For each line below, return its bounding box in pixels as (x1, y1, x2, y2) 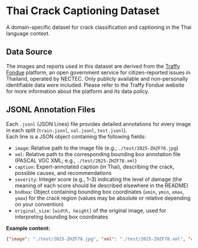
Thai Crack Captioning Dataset (6, 4, 160, 18)
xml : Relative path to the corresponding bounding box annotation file (14, 150, 181, 157)
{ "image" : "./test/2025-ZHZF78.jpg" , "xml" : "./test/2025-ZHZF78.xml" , (6, 236, 186, 242)
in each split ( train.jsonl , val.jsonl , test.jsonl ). (6, 127, 128, 134)
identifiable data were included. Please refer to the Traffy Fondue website (6, 81, 184, 88)
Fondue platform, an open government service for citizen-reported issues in (6, 69, 191, 76)
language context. (6, 29, 50, 37)
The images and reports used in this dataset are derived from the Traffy (6, 62, 180, 70)
